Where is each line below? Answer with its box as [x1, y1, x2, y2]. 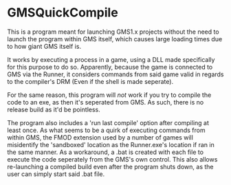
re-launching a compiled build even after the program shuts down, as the [7, 162, 214, 171]
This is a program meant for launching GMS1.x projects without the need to [7, 28, 219, 36]
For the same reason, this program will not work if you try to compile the [7, 91, 212, 99]
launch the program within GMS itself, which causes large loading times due [7, 34, 223, 43]
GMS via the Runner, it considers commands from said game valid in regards [7, 70, 224, 78]
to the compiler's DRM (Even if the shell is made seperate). [7, 77, 174, 85]
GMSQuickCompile [7, 5, 118, 21]
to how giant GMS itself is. [7, 42, 81, 50]
